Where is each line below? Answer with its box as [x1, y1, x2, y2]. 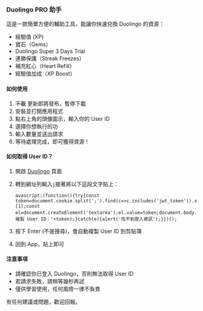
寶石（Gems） [15, 41, 52, 48]
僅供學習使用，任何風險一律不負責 [15, 285, 101, 292]
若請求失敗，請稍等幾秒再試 [15, 278, 85, 285]
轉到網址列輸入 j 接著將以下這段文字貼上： [15, 180, 119, 188]
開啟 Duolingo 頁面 [15, 167, 62, 174]
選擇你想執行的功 [15, 123, 58, 130]
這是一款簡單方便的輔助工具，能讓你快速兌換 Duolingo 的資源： [6, 20, 165, 28]
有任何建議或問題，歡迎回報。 [6, 298, 81, 305]
